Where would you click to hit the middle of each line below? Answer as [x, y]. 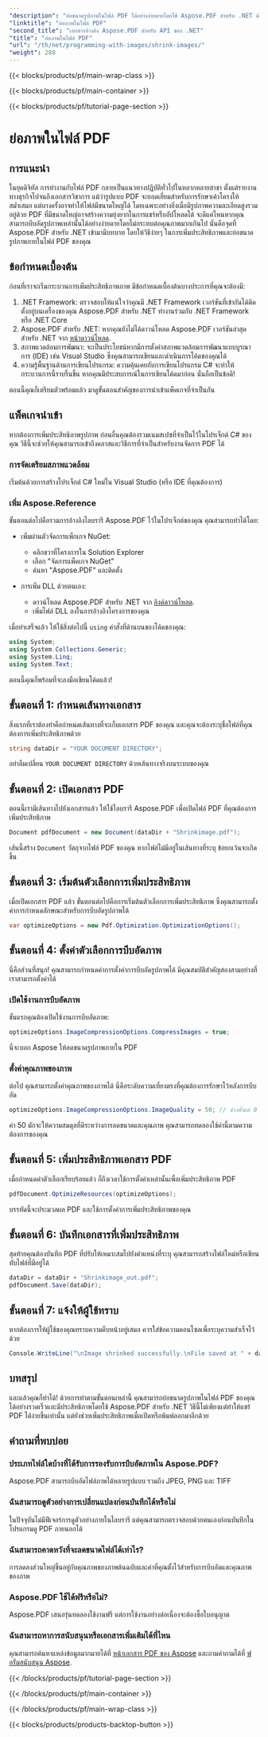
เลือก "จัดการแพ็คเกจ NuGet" [73, 561]
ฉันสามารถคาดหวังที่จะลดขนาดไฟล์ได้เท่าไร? [76, 1550]
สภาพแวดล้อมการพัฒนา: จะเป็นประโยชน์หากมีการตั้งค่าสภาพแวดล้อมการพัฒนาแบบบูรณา [136, 347]
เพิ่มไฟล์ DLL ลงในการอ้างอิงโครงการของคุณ [91, 611]
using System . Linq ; [41, 657]
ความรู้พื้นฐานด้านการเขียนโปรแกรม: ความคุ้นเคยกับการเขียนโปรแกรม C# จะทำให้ [127, 364]
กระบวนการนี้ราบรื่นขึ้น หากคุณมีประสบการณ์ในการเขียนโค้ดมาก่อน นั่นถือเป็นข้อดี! [128, 373]
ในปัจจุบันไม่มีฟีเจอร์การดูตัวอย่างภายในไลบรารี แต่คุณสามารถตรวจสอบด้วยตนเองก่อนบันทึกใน [132, 1519]
